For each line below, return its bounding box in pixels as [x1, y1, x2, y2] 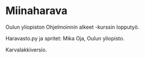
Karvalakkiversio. [5, 46, 48, 53]
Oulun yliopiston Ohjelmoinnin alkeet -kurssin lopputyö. [5, 23, 140, 30]
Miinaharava [5, 4, 68, 18]
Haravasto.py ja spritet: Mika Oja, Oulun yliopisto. [5, 35, 124, 42]
